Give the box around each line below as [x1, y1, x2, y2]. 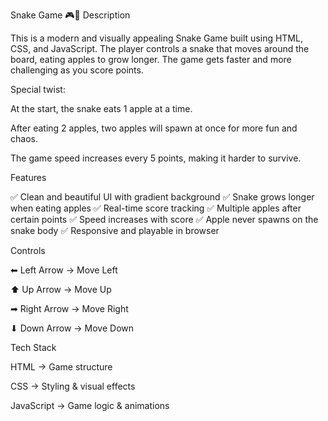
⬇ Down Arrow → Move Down [10, 322, 135, 334]
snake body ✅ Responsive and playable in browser [10, 225, 220, 236]
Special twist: [10, 84, 66, 95]
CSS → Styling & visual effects [10, 380, 136, 392]
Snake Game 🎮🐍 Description [10, 9, 131, 21]
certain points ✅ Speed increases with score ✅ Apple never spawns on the [10, 214, 319, 225]
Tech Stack [10, 342, 57, 353]
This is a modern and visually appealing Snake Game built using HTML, [10, 32, 303, 44]
